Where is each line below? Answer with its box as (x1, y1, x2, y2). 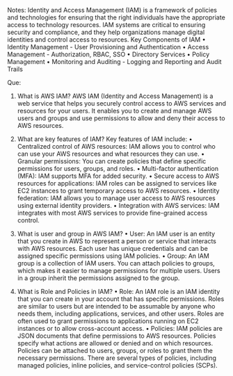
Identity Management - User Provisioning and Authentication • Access (7, 43, 209, 51)
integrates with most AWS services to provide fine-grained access (17, 209, 208, 217)
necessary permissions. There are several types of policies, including (17, 354, 217, 362)
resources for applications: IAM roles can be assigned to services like (17, 179, 217, 187)
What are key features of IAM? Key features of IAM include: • (17, 135, 193, 143)
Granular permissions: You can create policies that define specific (17, 157, 207, 165)
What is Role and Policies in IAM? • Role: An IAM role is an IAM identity (17, 288, 220, 295)
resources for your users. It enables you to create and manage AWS (17, 107, 212, 115)
